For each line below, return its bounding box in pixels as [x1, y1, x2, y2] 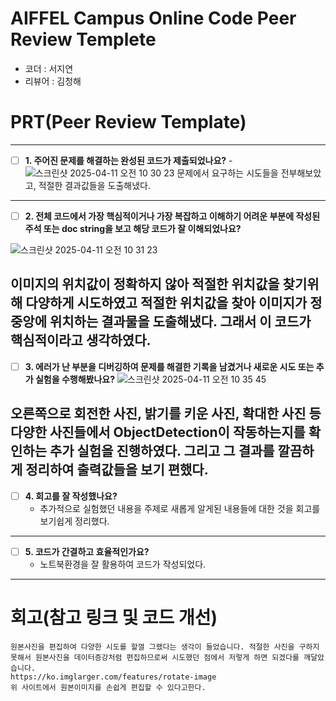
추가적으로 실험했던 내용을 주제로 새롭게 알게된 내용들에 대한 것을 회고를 [39, 502, 321, 514]
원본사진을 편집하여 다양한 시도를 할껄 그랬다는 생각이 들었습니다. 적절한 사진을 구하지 [10, 642, 320, 652]
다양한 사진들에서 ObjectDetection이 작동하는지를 [10, 424, 306, 441]
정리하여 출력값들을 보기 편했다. [25, 462, 209, 479]
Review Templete [10, 28, 157, 51]
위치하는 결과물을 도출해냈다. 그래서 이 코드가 [49, 313, 312, 331]
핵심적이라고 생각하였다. [10, 332, 152, 349]
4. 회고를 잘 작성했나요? [24, 490, 118, 502]
